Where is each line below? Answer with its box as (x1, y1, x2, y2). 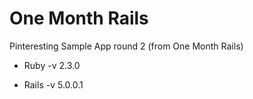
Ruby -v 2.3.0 (23, 59, 81, 71)
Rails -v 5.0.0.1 (23, 78, 84, 91)
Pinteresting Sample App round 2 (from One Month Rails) (9, 40, 244, 52)
